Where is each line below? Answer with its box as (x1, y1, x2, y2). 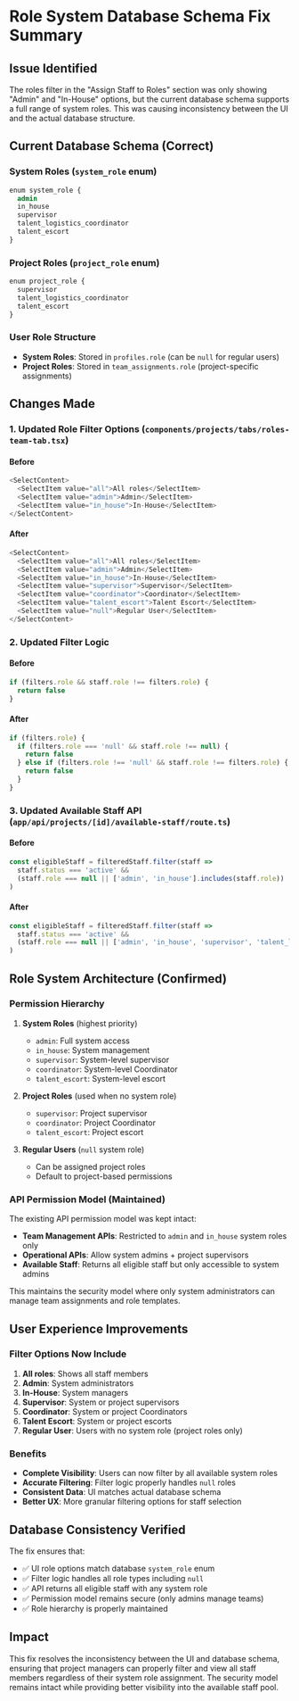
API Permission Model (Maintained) (9, 1193, 166, 1206)
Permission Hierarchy (9, 998, 105, 1010)
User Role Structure (9, 331, 96, 344)
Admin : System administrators (21, 1377, 134, 1389)
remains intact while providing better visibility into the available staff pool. (9, 1681, 279, 1692)
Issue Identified (9, 61, 98, 76)
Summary (9, 25, 83, 46)
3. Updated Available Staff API (9, 804, 142, 817)
